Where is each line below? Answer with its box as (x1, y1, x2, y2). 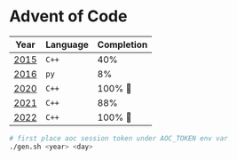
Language (45, 38, 89, 51)
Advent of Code (9, 6, 128, 27)
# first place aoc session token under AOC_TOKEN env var (9, 133, 228, 143)
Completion (97, 38, 148, 51)
